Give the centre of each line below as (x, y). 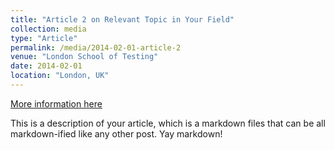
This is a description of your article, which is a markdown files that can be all (168, 123)
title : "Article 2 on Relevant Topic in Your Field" (122, 19)
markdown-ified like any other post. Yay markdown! (116, 133)
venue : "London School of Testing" (84, 57)
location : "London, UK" (60, 76)
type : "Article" (44, 38)
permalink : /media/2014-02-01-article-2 (96, 47)
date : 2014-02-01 (46, 66)
